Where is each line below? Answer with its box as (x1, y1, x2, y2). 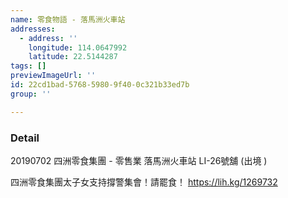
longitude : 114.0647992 (28, 42, 128, 53)
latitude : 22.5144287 (28, 52, 118, 62)
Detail (10, 131, 40, 145)
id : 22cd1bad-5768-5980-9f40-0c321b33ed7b (10, 80, 190, 90)
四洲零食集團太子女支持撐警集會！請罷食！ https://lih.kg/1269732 (10, 176, 278, 188)
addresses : (10, 24, 56, 34)
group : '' (10, 89, 52, 99)
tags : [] (10, 61, 47, 71)
